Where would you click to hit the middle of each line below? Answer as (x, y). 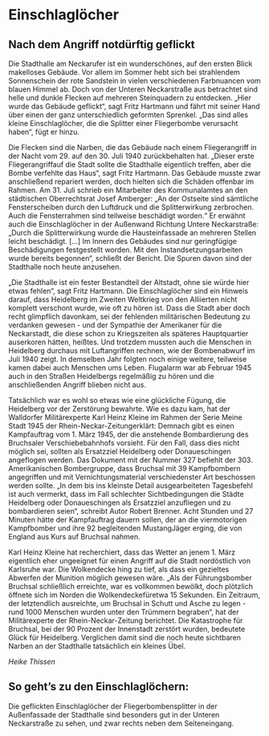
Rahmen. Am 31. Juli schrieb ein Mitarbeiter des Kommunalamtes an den (128, 190)
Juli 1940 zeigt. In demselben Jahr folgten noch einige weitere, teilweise (128, 359)
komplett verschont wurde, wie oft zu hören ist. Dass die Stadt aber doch (129, 308)
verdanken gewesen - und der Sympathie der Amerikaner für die (115, 325)
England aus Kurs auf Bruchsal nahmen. (74, 537)
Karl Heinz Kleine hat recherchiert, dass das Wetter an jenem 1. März (122, 552)
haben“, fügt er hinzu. (44, 132)
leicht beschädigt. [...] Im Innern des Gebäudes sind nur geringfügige (122, 241)
